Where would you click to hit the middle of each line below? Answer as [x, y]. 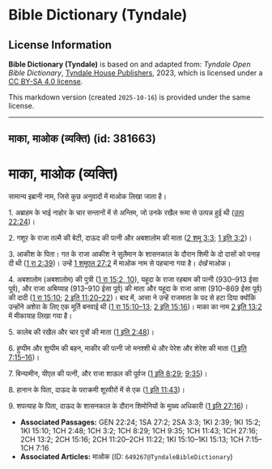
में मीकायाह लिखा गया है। [40, 316]
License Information [60, 45]
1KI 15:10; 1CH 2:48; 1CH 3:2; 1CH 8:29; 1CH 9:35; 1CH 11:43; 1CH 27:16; [139, 431]
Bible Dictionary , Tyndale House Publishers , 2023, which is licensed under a [136, 73]
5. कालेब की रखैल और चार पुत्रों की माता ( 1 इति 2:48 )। [82, 332]
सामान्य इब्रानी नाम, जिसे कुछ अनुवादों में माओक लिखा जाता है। [88, 197]
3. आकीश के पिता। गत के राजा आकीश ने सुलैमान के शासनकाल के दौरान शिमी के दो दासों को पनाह [134, 254]
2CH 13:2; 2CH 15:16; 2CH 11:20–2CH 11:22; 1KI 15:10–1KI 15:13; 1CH [132, 440]
